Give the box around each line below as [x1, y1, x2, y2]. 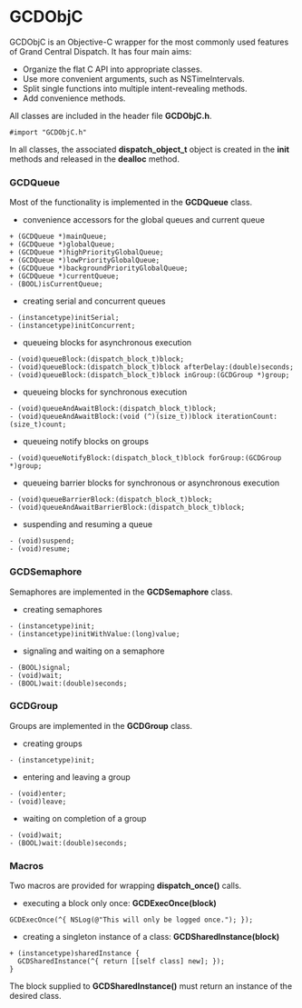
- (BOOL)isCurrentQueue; [9, 280, 103, 289]
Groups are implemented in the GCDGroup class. [9, 720, 193, 731]
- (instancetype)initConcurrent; [9, 321, 136, 331]
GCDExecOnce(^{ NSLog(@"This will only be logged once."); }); [9, 915, 254, 924]
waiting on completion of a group [22, 813, 147, 823]
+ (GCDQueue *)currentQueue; [9, 272, 120, 281]
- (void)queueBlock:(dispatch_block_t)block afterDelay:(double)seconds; [9, 363, 295, 372]
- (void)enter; [9, 789, 67, 798]
